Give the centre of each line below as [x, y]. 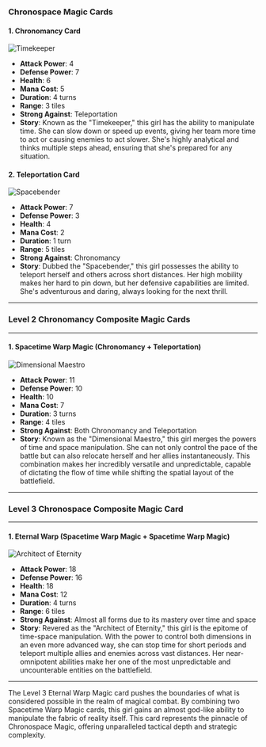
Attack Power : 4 [46, 64]
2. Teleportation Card [44, 174]
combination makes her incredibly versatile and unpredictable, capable [135, 464]
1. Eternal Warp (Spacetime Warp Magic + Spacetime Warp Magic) [119, 536]
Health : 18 [36, 586]
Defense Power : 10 [51, 388]
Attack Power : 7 [46, 208]
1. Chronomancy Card [44, 31]
